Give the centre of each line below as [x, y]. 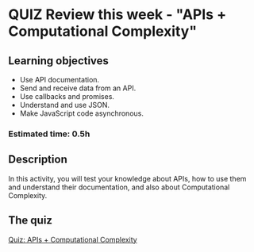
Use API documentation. [60, 80]
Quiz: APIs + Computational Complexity [73, 239]
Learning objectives [59, 61]
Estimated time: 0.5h [49, 134]
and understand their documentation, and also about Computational [119, 187]
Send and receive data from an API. [78, 88]
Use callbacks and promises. [67, 96]
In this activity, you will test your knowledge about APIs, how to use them [127, 178]
